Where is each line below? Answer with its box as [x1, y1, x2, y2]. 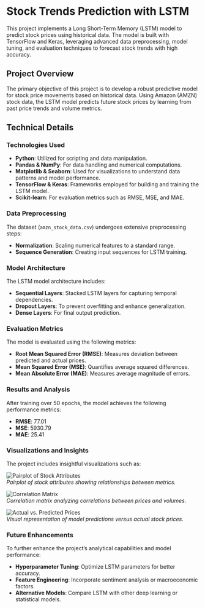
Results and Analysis [6, 385, 70, 394]
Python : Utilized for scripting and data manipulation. [15, 155, 148, 162]
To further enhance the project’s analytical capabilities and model [6, 545, 171, 552]
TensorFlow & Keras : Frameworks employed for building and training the [15, 181, 199, 188]
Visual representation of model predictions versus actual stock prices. [6, 515, 184, 523]
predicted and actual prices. [15, 357, 87, 364]
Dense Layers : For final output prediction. [15, 309, 121, 317]
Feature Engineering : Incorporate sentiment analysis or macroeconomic [15, 576, 198, 583]
